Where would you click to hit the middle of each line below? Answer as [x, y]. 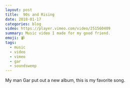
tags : [11, 43]
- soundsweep [23, 66]
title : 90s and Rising [30, 15]
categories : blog [23, 24]
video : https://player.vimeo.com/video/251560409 [58, 29]
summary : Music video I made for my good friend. [58, 33]
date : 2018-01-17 [23, 19]
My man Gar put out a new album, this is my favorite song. [65, 80]
